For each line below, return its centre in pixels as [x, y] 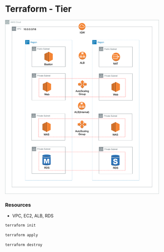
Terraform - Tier [38, 9]
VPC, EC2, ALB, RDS [33, 215]
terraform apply [21, 235]
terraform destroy [24, 245]
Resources [18, 205]
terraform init [20, 225]
